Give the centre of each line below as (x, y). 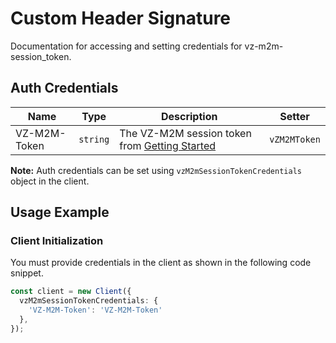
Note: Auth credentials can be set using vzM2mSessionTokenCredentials (156, 170)
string (94, 139)
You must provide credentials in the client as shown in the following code (161, 263)
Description (189, 116)
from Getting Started (168, 145)
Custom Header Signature (121, 18)
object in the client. (50, 181)
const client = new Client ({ (71, 292)
